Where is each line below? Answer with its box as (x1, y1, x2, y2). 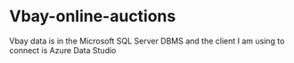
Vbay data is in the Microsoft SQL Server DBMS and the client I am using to (9, 35, 285, 46)
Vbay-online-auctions (9, 6, 176, 27)
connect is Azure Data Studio (9, 44, 117, 55)
